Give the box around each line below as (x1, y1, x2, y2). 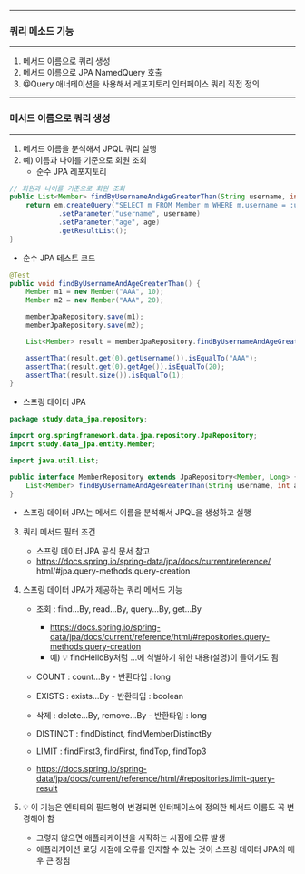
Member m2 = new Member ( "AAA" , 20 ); (25, 296, 165, 305)
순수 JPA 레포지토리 (35, 166, 107, 177)
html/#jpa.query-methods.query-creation (35, 565, 191, 576)
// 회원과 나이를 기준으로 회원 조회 (9, 184, 125, 193)
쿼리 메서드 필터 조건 (22, 526, 96, 537)
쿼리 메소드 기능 (9, 25, 74, 37)
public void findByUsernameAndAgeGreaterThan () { (9, 279, 202, 288)
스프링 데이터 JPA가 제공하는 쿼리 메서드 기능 (22, 584, 183, 595)
